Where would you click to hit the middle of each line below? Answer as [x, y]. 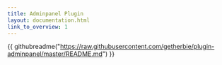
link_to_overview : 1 [38, 27]
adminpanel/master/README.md [55, 54]
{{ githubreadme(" [34, 47]
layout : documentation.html [49, 20]
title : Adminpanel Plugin [45, 14]
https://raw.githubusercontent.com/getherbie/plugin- [137, 47]
